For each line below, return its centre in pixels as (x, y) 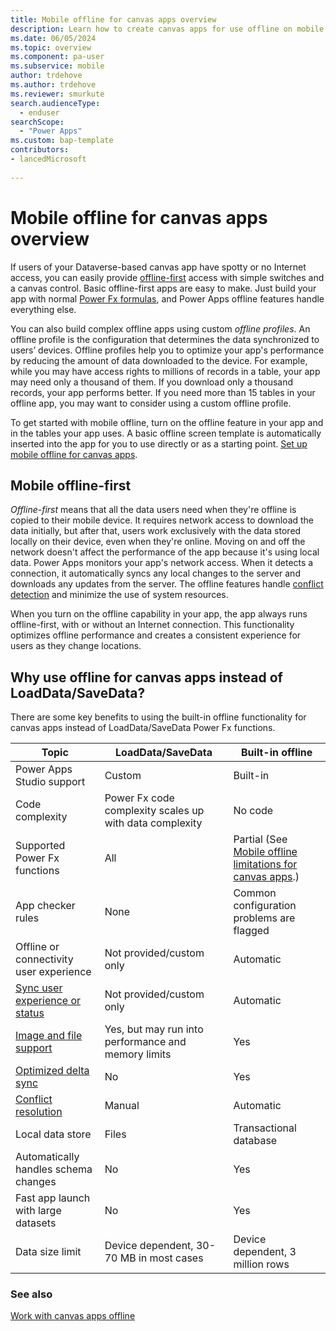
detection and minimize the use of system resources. (119, 595)
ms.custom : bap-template (62, 141)
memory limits (138, 1054)
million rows (261, 1264)
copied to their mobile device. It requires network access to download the (162, 520)
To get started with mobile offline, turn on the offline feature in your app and (167, 422)
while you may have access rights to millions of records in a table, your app (165, 371)
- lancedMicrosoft (48, 159)
